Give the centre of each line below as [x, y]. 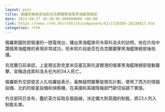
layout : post [18, 10]
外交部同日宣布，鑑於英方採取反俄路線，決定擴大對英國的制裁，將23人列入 [81, 98]
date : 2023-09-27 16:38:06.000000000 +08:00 [51, 19]
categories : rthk [23, 28]
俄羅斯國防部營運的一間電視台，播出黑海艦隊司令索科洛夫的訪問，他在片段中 [82, 43]
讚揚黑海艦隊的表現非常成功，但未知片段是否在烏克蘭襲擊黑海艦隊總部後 [78, 49]
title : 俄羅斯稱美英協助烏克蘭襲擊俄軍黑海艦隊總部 [51, 14]
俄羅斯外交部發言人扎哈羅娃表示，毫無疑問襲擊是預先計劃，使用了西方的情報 [82, 82]
